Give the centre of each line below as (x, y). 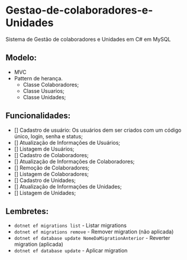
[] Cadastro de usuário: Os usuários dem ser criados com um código (98, 130)
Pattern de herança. (38, 78)
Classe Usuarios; (43, 91)
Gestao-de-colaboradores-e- (79, 10)
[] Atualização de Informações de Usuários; (67, 142)
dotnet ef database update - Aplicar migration (71, 251)
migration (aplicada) (38, 244)
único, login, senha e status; (49, 136)
